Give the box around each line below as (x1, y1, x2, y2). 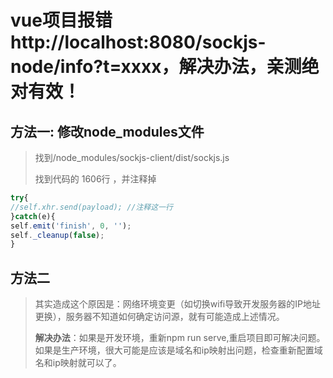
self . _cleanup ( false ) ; (10, 230, 105, 240)
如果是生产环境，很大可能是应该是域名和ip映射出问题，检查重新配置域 (34, 344, 323, 356)
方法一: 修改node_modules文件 (10, 123, 205, 140)
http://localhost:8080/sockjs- (10, 31, 267, 54)
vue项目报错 (10, 9, 113, 32)
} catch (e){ (10, 211, 56, 221)
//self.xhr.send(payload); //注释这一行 (10, 202, 173, 212)
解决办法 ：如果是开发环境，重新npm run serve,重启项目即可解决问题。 (34, 332, 326, 344)
